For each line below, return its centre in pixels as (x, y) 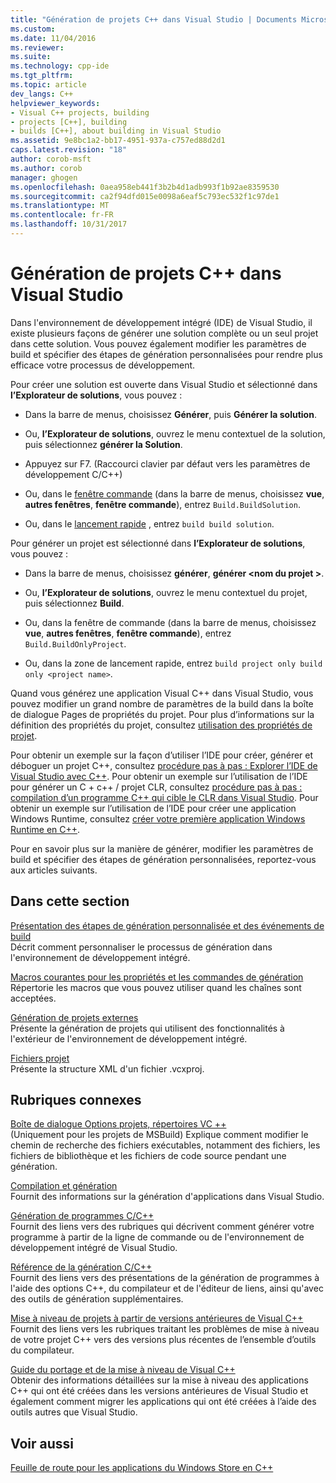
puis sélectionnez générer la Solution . (103, 444)
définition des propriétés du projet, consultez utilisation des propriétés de (161, 725)
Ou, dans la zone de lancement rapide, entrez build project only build (173, 663)
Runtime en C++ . (45, 829)
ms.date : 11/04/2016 (53, 38)
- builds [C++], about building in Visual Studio (116, 131)
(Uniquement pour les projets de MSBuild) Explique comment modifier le (159, 1135)
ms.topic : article (48, 85)
